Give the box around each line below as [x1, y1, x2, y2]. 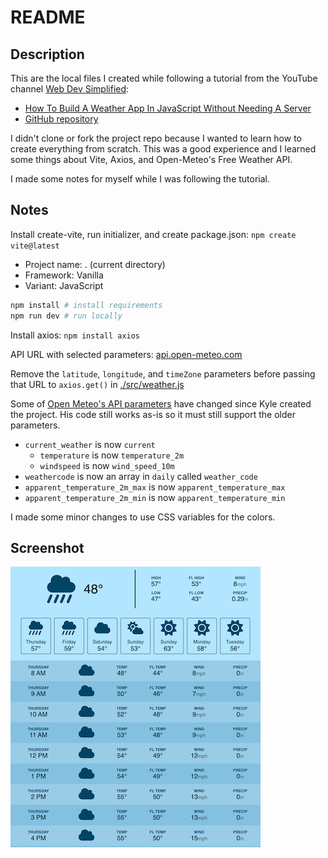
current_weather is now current [24, 438, 156, 450]
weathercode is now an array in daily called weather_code [24, 470, 258, 482]
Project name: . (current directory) [24, 258, 166, 270]
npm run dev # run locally [10, 311, 123, 321]
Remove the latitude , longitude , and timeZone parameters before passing [10, 367, 316, 380]
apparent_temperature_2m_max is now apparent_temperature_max [24, 481, 286, 493]
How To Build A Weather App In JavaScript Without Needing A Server [24, 102, 312, 114]
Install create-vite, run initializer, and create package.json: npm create [10, 228, 297, 240]
